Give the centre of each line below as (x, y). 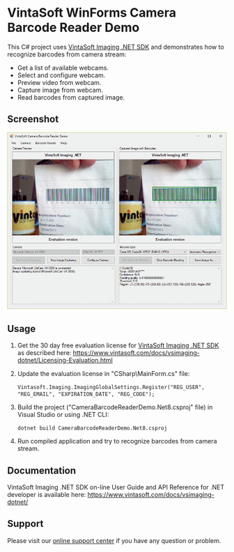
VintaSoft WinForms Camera (92, 13)
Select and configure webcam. (61, 75)
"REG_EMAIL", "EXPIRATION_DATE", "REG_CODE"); (86, 395)
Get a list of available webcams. (63, 68)
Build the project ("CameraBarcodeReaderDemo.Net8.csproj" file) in (115, 407)
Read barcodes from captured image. (71, 97)
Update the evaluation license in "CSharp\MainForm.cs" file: (103, 374)
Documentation (42, 470)
